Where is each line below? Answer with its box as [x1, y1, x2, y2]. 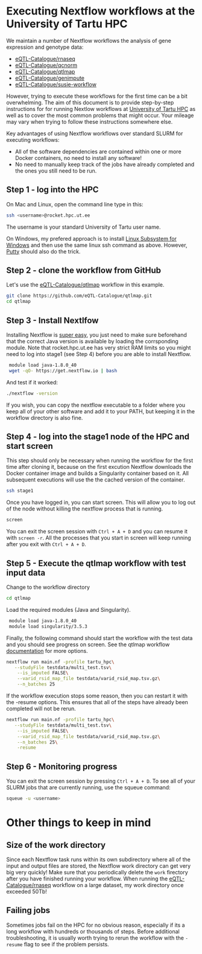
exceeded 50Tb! [6, 888, 47, 895]
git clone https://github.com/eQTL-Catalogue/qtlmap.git [6, 293, 153, 299]
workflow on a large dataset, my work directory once [52, 881, 184, 888]
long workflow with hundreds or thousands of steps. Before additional [6, 927, 180, 935]
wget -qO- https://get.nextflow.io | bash [8, 367, 118, 374]
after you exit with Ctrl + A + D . [6, 541, 86, 548]
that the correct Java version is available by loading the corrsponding [6, 338, 179, 345]
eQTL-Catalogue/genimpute [14, 74, 85, 81]
